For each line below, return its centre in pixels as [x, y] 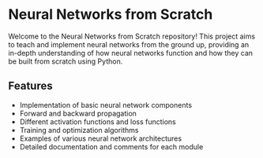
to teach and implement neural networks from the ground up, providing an [129, 44]
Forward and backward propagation [78, 113]
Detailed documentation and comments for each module [111, 146]
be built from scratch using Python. [66, 61]
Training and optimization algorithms [79, 130]
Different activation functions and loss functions [98, 121]
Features [30, 86]
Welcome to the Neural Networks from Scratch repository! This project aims [131, 36]
